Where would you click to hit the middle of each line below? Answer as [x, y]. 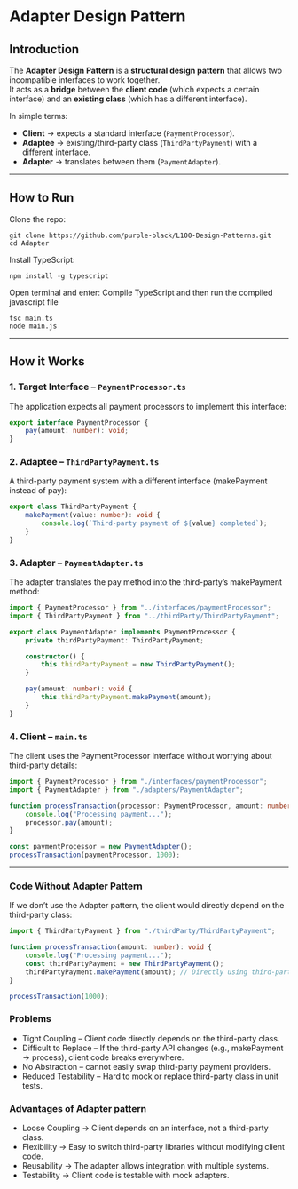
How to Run [42, 198]
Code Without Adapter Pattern [76, 886]
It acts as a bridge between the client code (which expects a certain [134, 89]
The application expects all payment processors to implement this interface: [148, 406]
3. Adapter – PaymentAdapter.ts [76, 563]
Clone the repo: [38, 219]
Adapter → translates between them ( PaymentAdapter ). [122, 161]
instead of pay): [38, 491]
